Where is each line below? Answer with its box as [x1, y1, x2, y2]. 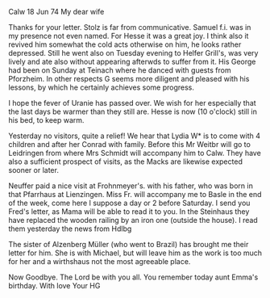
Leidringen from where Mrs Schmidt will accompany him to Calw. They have [8, 149, 262, 157]
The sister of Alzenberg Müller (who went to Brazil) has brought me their [8, 240, 249, 249]
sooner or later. [8, 166, 59, 174]
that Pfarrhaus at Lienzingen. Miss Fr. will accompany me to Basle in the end [8, 190, 262, 199]
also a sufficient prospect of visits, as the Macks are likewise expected [8, 157, 243, 166]
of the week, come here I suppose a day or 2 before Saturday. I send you [8, 198, 251, 208]
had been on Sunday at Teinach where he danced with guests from [8, 65, 231, 75]
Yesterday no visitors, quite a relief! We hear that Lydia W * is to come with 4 [8, 131, 260, 141]
